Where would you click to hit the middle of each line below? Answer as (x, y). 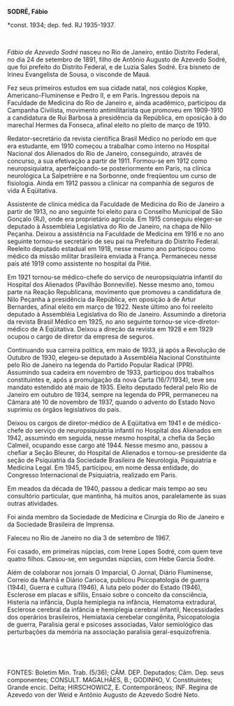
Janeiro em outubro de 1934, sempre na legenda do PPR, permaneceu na (113, 395)
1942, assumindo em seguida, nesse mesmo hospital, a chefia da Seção (111, 438)
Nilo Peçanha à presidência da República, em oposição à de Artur (102, 299)
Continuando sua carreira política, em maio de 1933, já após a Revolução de (116, 350)
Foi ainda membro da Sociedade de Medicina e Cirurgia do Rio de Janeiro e (116, 517)
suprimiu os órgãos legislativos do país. (64, 409)
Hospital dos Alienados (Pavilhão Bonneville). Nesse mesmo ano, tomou (111, 284)
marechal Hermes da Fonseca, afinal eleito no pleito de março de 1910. (109, 125)
